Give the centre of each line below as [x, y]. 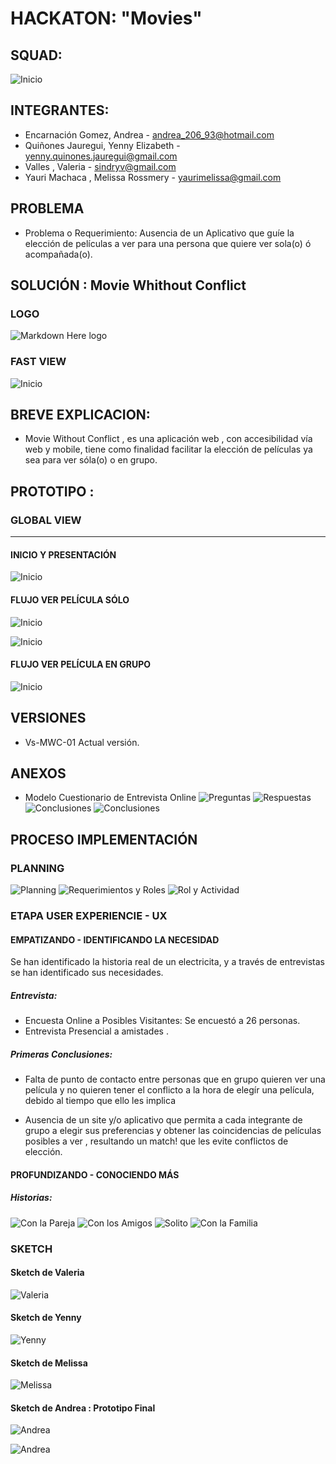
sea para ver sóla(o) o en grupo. [91, 460]
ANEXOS [38, 773]
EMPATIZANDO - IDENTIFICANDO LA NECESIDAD [115, 939]
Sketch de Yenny [46, 1318]
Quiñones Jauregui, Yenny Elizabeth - [102, 145]
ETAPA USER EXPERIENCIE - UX [89, 915]
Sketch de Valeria [47, 1273]
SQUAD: [36, 55]
